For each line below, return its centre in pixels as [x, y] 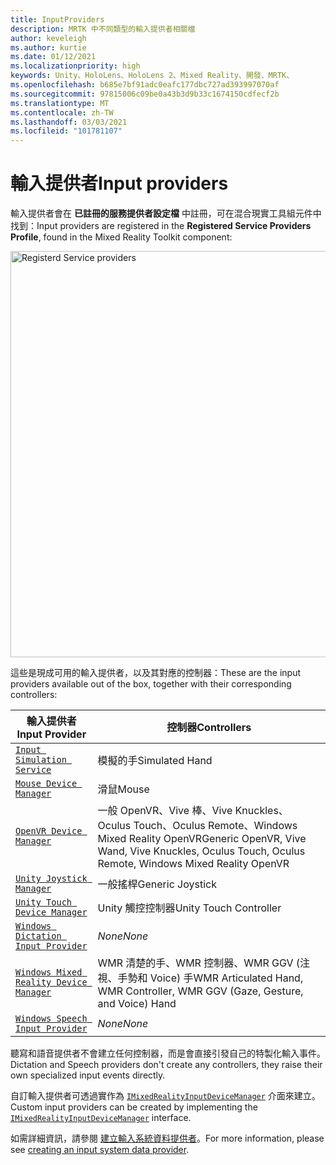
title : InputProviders [57, 19]
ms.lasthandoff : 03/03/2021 [69, 122]
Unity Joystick [51, 879]
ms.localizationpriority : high [75, 66]
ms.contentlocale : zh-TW [62, 112]
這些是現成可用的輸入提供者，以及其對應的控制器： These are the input [156, 673]
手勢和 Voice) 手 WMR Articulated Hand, [210, 978]
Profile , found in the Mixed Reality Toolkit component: [121, 237]
